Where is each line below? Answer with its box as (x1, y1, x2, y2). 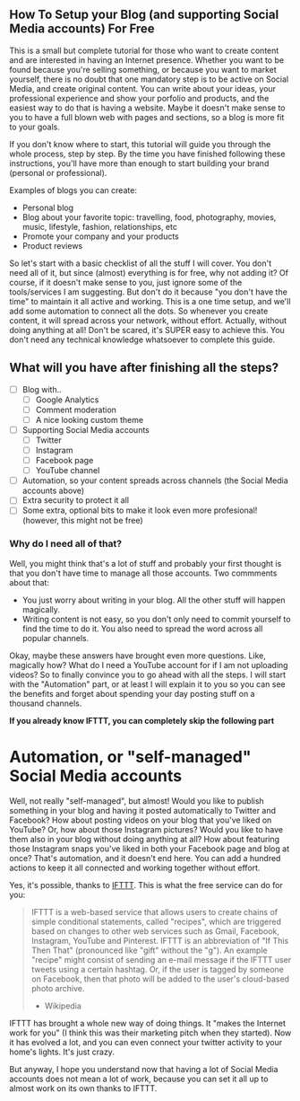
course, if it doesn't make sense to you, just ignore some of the (9, 277, 243, 287)
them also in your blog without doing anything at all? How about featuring (9, 833, 280, 844)
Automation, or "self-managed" (9, 746, 252, 767)
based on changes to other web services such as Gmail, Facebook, (30, 925, 279, 937)
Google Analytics (35, 394, 99, 405)
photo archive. (30, 982, 85, 993)
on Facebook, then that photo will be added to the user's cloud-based (30, 973, 289, 984)
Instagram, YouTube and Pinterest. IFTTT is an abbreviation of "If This (30, 935, 289, 946)
